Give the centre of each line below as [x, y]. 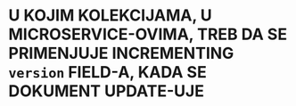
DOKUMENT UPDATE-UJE [106, 91]
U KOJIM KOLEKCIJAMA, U [111, 16]
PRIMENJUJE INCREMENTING [121, 53]
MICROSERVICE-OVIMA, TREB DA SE [148, 34]
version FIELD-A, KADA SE [107, 73]
